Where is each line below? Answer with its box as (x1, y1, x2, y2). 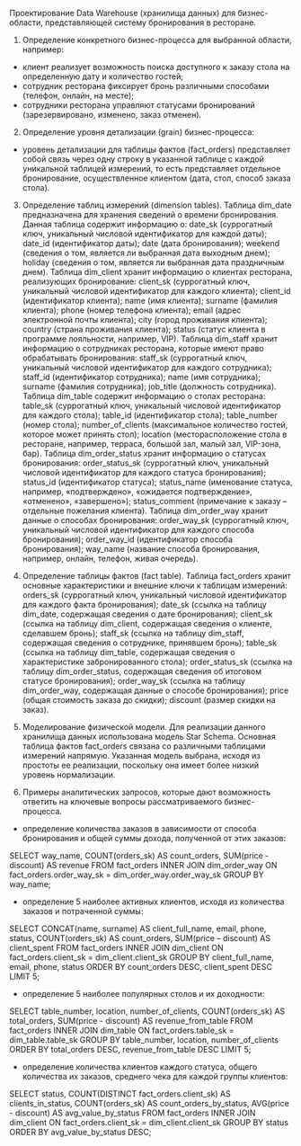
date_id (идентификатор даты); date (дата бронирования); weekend (22, 238, 280, 248)
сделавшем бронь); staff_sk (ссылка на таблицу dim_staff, (22, 628, 244, 638)
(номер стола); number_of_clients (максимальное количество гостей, (22, 420, 288, 430)
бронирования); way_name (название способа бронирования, (22, 544, 261, 554)
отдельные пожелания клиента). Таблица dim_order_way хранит (22, 505, 269, 516)
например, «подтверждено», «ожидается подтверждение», (22, 486, 253, 497)
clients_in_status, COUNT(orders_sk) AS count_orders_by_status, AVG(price (9, 1098, 289, 1108)
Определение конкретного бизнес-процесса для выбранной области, (22, 35, 292, 45)
